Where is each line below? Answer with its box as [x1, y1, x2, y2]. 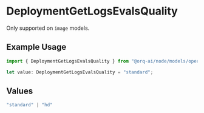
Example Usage [6, 42, 67, 52]
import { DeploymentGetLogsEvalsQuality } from [6, 58, 129, 64]
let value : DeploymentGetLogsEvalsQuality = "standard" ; [6, 69, 154, 75]
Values [6, 86, 33, 96]
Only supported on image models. [6, 24, 90, 32]
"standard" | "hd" [6, 102, 53, 108]
